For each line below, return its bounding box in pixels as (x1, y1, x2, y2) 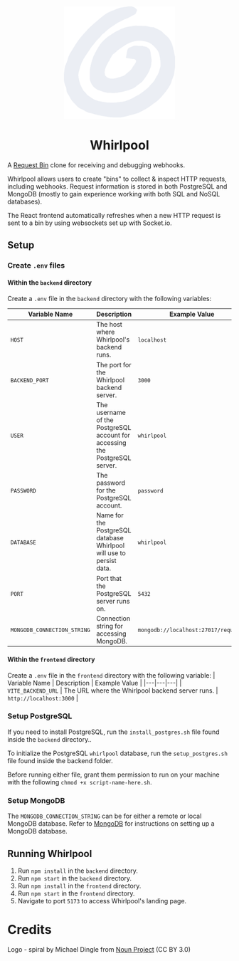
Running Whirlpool (7, 847, 92, 860)
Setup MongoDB (7, 795, 65, 805)
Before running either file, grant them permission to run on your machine (7, 770, 220, 779)
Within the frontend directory (7, 655, 95, 663)
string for (95, 621, 123, 630)
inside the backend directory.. (7, 735, 92, 743)
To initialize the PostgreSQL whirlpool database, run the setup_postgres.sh (7, 749, 228, 757)
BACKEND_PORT (10, 377, 49, 384)
